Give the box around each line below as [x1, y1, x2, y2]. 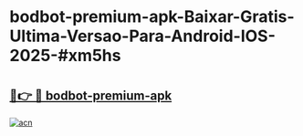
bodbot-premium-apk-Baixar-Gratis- [9, 6, 295, 27]
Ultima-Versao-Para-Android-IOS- [9, 26, 277, 47]
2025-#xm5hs [9, 46, 121, 66]
